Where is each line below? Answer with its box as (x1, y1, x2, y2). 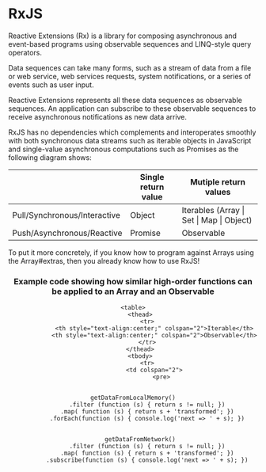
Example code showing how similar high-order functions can (13, 276, 253, 287)
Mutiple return (189, 176, 246, 187)
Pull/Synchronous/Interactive (12, 209, 120, 220)
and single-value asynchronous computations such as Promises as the (8, 144, 239, 154)
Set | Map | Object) (181, 215, 253, 226)
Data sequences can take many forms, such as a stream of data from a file (8, 63, 252, 72)
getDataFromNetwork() (104, 436, 176, 443)
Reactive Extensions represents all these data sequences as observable (8, 95, 243, 105)
